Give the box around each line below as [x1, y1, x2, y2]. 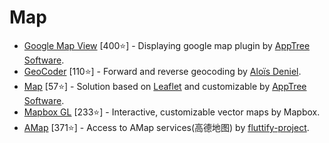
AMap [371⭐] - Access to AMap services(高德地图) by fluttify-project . [23, 121, 310, 133]
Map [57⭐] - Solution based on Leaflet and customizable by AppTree [23, 80, 307, 92]
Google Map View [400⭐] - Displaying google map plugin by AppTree [23, 39, 311, 51]
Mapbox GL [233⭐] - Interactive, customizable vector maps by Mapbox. [23, 106, 321, 118]
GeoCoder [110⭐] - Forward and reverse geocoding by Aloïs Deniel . [23, 65, 302, 77]
